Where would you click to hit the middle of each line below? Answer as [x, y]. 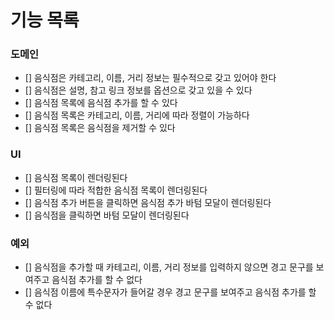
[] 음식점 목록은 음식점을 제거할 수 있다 [100, 128]
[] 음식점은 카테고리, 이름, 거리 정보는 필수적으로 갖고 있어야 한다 [150, 78]
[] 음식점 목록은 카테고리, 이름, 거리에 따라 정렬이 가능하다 [137, 115]
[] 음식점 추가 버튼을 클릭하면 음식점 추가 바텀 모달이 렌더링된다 [148, 202]
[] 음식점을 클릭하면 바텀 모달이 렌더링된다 [107, 215]
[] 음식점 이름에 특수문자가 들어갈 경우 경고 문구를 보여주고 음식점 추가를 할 [170, 292]
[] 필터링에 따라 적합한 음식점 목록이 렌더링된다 [116, 190]
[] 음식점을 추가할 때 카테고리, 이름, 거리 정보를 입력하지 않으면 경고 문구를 [169, 267]
